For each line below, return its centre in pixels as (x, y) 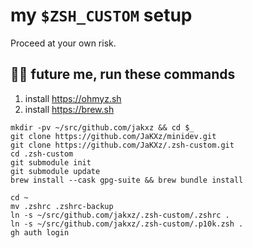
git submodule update (55, 171)
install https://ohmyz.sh (73, 98)
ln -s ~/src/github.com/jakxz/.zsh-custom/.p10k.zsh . (127, 224)
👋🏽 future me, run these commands (123, 74)
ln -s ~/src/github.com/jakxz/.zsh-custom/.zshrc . (120, 215)
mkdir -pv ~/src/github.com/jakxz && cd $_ (102, 127)
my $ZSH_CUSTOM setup (101, 15)
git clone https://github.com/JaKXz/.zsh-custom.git (122, 145)
